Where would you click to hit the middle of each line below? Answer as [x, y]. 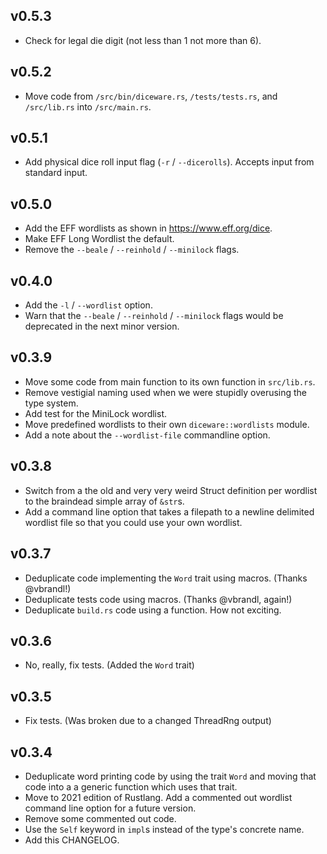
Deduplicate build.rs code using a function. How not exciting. [153, 610]
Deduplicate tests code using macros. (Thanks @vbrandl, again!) [158, 599]
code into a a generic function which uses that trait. [131, 786]
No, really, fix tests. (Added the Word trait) [109, 665]
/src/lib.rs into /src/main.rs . [88, 106]
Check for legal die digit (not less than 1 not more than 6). [143, 40]
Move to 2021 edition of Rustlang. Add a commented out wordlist [158, 797]
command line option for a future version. [110, 808]
